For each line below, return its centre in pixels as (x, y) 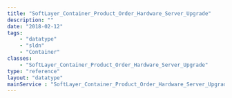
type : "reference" (33, 71)
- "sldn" (32, 46)
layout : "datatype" (35, 78)
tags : (15, 33)
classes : (20, 59)
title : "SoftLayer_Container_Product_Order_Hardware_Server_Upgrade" (109, 13)
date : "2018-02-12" (35, 26)
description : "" (30, 20)
